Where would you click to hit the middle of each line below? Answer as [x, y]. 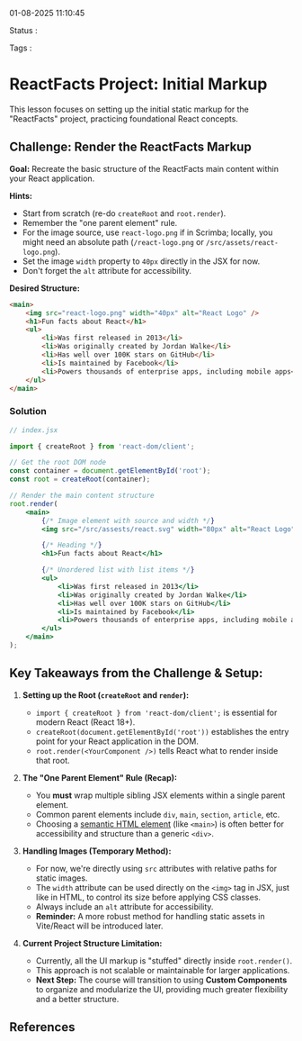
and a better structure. [77, 999]
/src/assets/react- [242, 242]
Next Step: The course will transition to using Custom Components [161, 980]
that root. [53, 760]
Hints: [21, 195]
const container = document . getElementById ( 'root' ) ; [110, 471]
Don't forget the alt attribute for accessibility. [107, 270]
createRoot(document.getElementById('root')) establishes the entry [162, 731]
